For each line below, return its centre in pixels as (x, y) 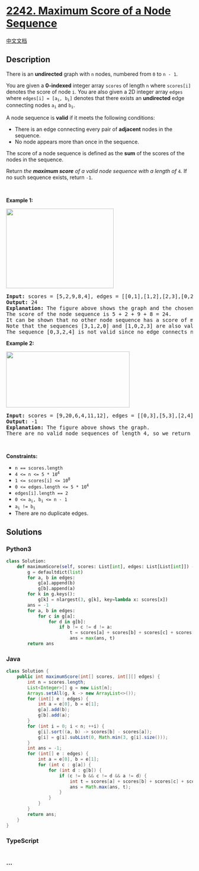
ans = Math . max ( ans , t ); (100, 787)
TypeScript (23, 841)
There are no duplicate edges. (52, 513)
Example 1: (20, 200)
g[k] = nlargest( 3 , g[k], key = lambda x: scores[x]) (103, 600)
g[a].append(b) (57, 583)
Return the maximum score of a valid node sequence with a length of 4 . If (97, 171)
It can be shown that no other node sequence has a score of (97, 320)
